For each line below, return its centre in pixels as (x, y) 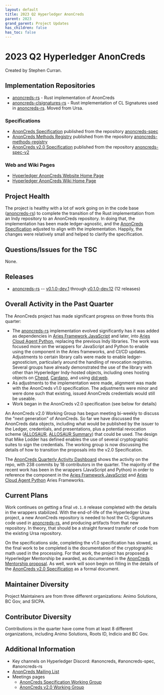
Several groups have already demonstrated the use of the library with (82, 367)
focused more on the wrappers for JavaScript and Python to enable (80, 346)
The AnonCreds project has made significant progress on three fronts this (80, 316)
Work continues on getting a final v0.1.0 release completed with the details (81, 507)
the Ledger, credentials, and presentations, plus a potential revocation (76, 429)
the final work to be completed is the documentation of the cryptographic (79, 548)
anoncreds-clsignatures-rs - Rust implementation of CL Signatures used (85, 103)
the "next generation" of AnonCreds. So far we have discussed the (72, 418)
